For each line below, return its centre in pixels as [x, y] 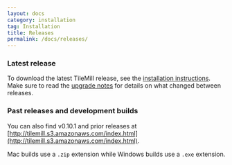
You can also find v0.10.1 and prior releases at [72, 126]
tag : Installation [34, 26]
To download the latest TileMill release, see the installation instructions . [109, 78]
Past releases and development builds [73, 111]
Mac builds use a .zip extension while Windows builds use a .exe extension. [116, 154]
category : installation [42, 20]
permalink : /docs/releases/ [48, 39]
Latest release [32, 64]
